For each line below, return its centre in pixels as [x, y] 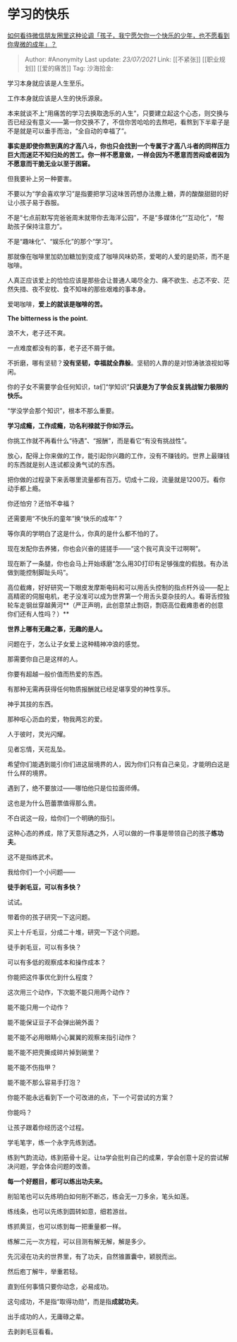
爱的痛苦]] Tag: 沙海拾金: [78, 68]
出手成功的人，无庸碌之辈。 [48, 1317]
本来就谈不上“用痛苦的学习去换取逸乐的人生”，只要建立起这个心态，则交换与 [118, 113]
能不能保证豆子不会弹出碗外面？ [54, 1022]
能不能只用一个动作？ [38, 1007]
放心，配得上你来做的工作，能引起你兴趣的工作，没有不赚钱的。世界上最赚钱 [119, 455]
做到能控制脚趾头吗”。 [40, 572]
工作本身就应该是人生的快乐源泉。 [57, 98]
